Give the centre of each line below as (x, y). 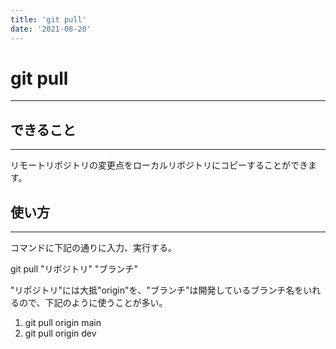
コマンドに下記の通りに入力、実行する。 (93, 248)
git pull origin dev (60, 333)
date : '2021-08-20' (51, 29)
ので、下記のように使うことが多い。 (93, 303)
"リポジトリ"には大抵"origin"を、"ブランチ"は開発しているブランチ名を (157, 290)
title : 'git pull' (48, 19)
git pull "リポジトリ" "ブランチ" (74, 269)
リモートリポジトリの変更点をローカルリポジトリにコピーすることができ (159, 165)
